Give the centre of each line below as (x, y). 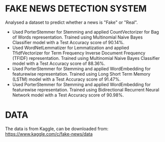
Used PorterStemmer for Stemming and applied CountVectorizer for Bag (85, 32)
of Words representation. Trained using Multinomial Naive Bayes (77, 37)
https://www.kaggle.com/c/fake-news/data (49, 134)
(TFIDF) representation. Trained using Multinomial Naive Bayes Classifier (86, 58)
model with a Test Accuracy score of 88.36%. (59, 63)
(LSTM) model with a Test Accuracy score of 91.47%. (66, 79)
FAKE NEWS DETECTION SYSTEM (76, 9)
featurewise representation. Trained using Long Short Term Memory (81, 74)
